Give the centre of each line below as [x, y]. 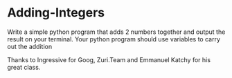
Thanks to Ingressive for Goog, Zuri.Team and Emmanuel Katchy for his [109, 59]
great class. [24, 67]
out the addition [30, 46]
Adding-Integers [56, 13]
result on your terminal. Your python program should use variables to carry [114, 39]
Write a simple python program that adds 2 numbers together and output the [116, 32]
